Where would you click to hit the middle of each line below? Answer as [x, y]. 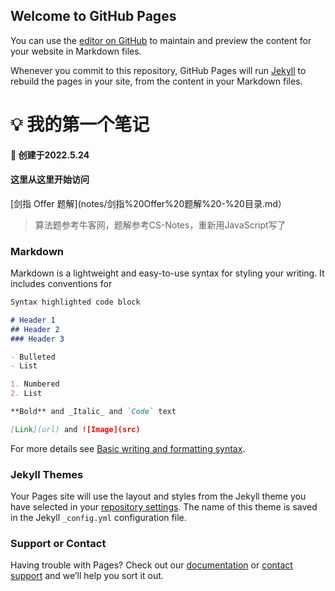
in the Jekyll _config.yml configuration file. [98, 518]
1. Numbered [35, 384]
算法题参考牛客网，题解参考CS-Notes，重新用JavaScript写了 [160, 225]
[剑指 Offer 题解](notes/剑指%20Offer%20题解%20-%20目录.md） [148, 203]
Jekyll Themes [47, 474]
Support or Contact [58, 544]
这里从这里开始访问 [50, 180]
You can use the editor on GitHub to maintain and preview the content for [161, 40]
